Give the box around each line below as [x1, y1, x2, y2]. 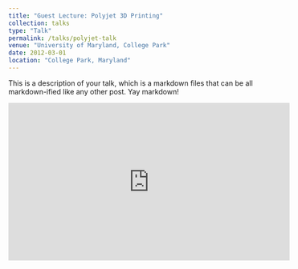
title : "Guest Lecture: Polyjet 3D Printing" [8, 11, 163, 20]
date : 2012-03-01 [8, 49, 67, 57]
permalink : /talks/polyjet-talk [8, 34, 116, 42]
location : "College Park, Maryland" [8, 57, 131, 65]
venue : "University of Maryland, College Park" [8, 42, 171, 50]
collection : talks [8, 19, 70, 27]
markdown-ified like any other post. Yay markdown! [8, 86, 179, 96]
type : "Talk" [8, 26, 52, 34]
